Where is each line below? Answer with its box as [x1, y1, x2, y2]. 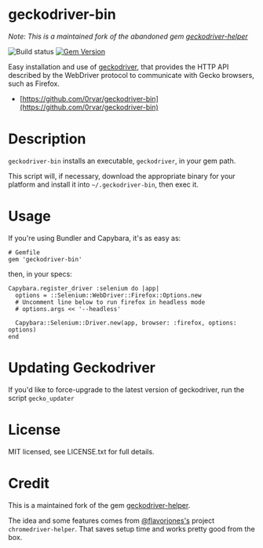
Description [8, 130, 86, 148]
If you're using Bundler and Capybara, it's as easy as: [8, 233, 181, 243]
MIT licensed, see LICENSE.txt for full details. [8, 446, 155, 456]
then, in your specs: [8, 269, 72, 279]
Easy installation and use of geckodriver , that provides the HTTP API [8, 61, 229, 72]
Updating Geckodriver [8, 359, 155, 376]
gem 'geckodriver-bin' [8, 255, 82, 263]
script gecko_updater [8, 393, 75, 402]
